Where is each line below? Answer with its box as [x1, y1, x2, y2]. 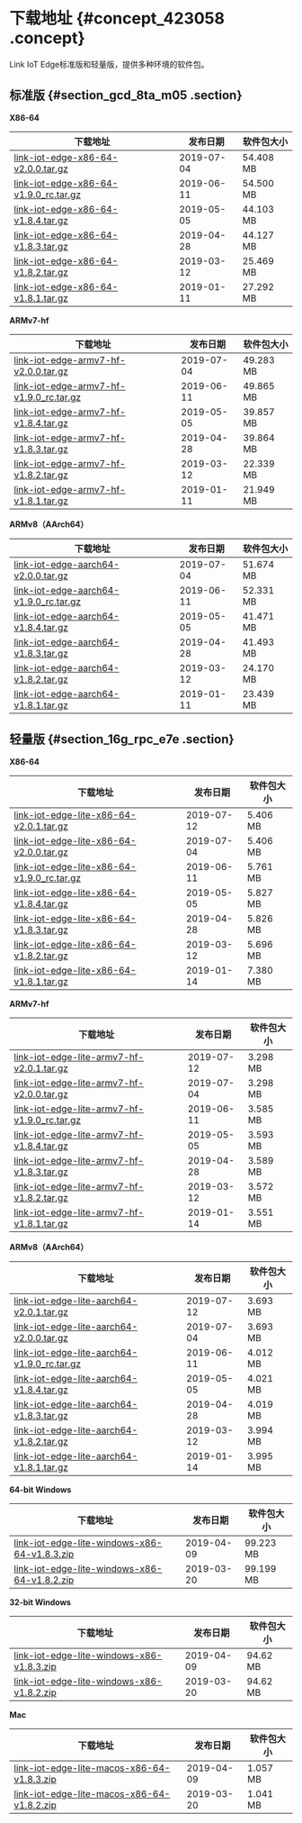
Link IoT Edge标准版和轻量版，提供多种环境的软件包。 [9, 59, 209, 69]
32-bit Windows [9, 1596, 72, 1608]
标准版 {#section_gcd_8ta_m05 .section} [9, 87, 243, 104]
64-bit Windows [9, 1483, 72, 1495]
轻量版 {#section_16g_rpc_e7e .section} [9, 731, 235, 748]
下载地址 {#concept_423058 [9, 8, 225, 29]
